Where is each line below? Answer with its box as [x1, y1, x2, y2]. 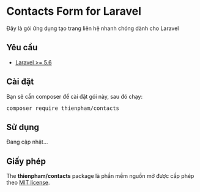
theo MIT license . [6, 179, 50, 186]
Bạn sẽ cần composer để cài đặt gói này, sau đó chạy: [6, 93, 143, 100]
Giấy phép [6, 156, 46, 166]
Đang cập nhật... [6, 138, 48, 145]
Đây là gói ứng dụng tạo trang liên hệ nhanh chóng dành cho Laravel [6, 25, 179, 32]
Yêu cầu [6, 42, 38, 53]
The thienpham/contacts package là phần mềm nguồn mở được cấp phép [6, 172, 194, 180]
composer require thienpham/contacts [6, 104, 120, 112]
